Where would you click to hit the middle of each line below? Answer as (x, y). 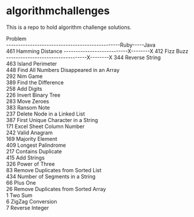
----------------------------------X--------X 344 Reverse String (83, 57)
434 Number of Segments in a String (51, 176)
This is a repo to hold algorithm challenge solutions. (69, 27)
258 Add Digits (24, 88)
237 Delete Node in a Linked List (46, 114)
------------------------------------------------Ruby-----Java (81, 45)
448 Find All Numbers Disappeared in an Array (63, 70)
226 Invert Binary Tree (33, 95)
